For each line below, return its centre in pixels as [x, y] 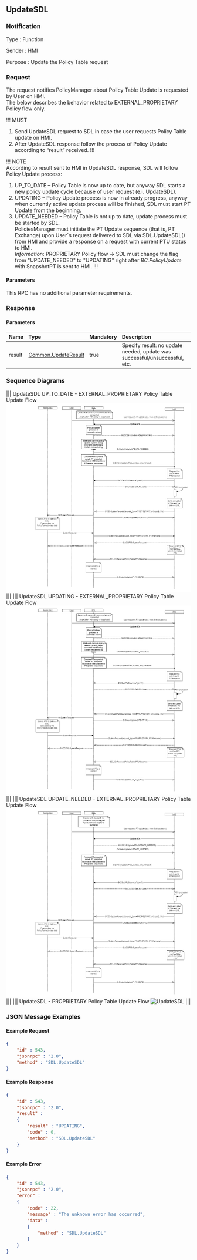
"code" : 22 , [43, 1208]
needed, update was [147, 352]
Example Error [24, 1164]
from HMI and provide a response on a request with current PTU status [100, 241]
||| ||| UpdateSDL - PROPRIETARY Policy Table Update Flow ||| [98, 1002]
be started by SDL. [37, 223]
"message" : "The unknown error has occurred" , [86, 1214]
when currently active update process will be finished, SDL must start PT [103, 204]
